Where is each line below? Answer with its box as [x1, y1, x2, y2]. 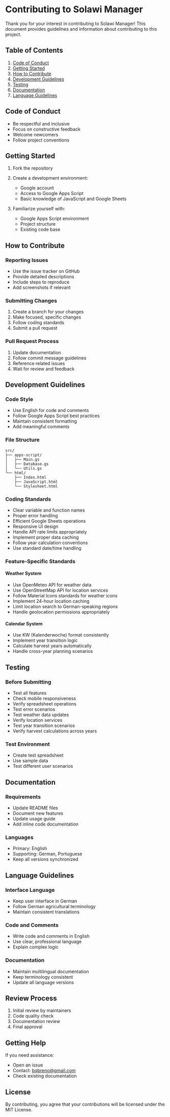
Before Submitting [5, 678, 51, 685]
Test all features [12, 690, 47, 696]
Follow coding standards [12, 320, 65, 326]
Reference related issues [12, 360, 65, 366]
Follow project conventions [12, 137, 70, 143]
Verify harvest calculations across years [12, 727, 97, 734]
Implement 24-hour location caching [12, 598, 90, 604]
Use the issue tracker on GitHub [12, 268, 80, 274]
